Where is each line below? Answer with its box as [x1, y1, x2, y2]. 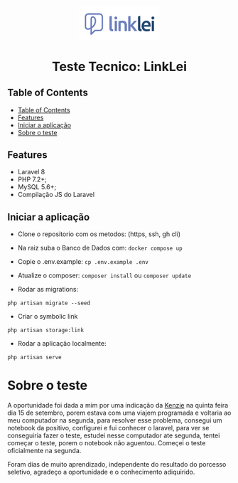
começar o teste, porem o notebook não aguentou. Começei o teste [7, 439, 206, 447]
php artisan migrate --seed [7, 299, 91, 307]
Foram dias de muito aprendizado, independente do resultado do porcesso [7, 460, 227, 469]
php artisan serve [7, 354, 62, 361]
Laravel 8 [17, 168, 45, 176]
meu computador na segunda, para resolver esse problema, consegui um [7, 416, 222, 425]
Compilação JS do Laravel [17, 191, 94, 199]
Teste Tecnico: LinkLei [52, 58, 187, 75]
